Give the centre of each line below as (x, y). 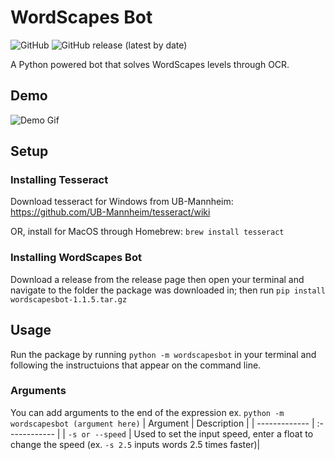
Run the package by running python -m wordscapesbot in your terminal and (163, 354)
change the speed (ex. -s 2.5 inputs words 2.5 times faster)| (135, 444)
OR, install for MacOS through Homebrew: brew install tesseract (147, 232)
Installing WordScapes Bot (76, 258)
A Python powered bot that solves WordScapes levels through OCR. (150, 64)
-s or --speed (97, 434)
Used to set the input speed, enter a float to (223, 433)
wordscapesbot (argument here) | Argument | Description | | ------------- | (162, 423)
